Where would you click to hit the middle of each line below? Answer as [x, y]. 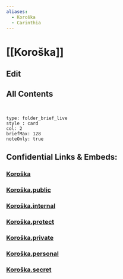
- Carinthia [26, 23]
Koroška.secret [29, 270]
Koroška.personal [33, 253]
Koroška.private [30, 237]
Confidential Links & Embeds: [62, 157]
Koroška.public [29, 190]
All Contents [30, 94]
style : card [22, 123]
